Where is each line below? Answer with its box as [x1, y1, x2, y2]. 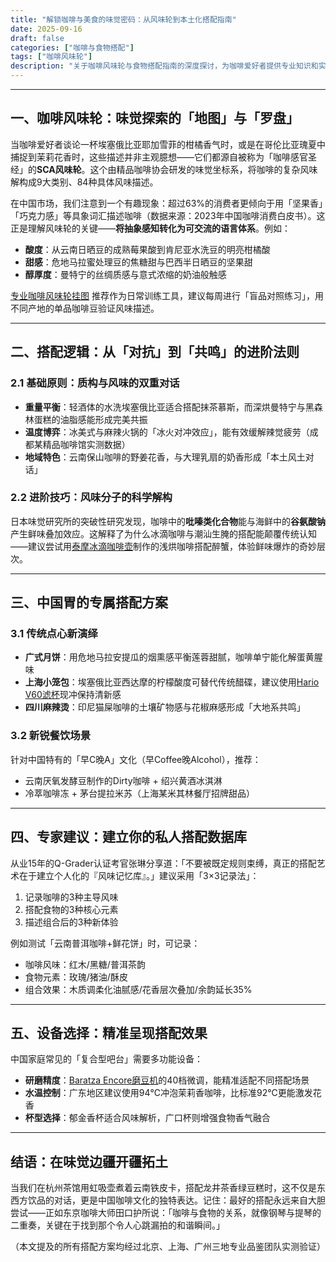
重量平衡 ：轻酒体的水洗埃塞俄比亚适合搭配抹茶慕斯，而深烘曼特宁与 [24, 401, 306, 413]
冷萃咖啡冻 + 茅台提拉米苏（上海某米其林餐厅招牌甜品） [24, 787, 255, 799]
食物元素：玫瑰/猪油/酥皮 [24, 971, 128, 983]
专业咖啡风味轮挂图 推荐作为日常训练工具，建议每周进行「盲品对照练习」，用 [10, 289, 324, 301]
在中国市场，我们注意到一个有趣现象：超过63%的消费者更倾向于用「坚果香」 [10, 197, 324, 209]
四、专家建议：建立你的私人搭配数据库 [10, 829, 247, 846]
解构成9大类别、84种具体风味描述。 [10, 176, 159, 188]
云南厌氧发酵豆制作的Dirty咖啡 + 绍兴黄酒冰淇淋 [24, 774, 223, 786]
